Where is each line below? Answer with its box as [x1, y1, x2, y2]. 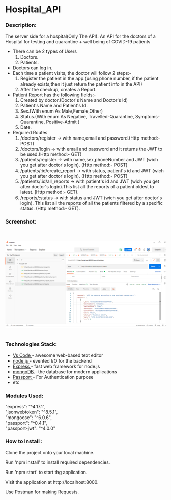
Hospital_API [5, 4, 61, 15]
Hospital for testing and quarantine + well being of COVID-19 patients [5, 39, 151, 45]
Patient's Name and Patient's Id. [20, 103, 88, 109]
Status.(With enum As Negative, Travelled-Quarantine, [20, 114, 134, 120]
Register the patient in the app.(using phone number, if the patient [20, 75, 159, 82]
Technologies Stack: [5, 341, 58, 348]
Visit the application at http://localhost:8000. [5, 479, 99, 485]
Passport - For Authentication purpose [12, 374, 94, 380]
